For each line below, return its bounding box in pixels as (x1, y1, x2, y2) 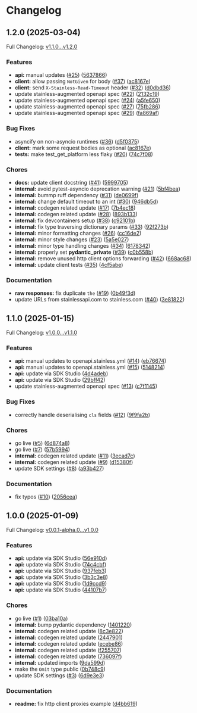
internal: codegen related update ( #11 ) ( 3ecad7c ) (14, 452, 135, 459)
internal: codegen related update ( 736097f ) (14, 653, 122, 660)
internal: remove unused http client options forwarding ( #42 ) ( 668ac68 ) (14, 254, 192, 262)
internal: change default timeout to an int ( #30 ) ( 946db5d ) (14, 198, 158, 205)
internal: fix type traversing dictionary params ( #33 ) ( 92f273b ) (14, 223, 169, 230)
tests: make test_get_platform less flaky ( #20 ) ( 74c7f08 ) (14, 150, 153, 158)
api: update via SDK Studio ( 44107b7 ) (14, 586, 107, 593)
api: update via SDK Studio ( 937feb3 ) (14, 567, 107, 575)
